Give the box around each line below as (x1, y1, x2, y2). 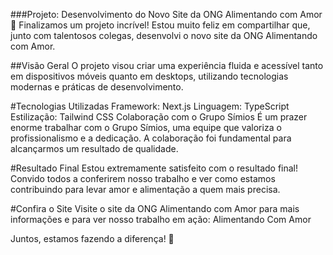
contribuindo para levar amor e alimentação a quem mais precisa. (10, 184, 281, 195)
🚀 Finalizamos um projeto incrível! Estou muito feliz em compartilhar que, (10, 19, 311, 31)
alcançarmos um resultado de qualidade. (10, 143, 179, 154)
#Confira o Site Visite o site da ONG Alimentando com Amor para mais (10, 203, 300, 214)
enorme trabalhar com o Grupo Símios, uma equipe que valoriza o (10, 122, 282, 133)
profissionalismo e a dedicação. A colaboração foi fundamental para (10, 132, 292, 144)
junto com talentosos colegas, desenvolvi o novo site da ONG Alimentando (10, 30, 318, 41)
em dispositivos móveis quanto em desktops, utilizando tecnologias (10, 70, 289, 82)
